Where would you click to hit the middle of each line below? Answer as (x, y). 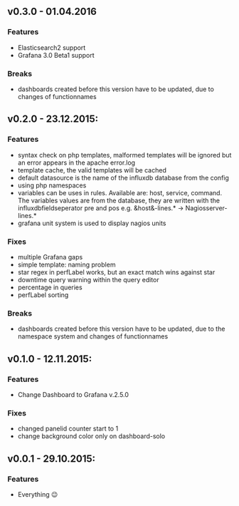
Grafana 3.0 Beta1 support (56, 55)
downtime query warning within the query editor (88, 279)
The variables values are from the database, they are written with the (119, 200)
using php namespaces (52, 185)
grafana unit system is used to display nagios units (92, 223)
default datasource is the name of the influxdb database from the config (123, 177)
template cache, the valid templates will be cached (92, 170)
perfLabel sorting (43, 294)
